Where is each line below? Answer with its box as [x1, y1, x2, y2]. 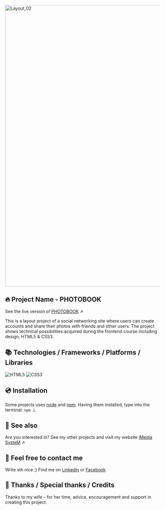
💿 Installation [5, 386, 48, 395]
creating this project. [5, 499, 47, 505]
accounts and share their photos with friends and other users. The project [5, 323, 155, 329]
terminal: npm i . [5, 407, 37, 413]
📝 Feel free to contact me [5, 454, 83, 462]
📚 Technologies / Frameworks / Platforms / [5, 349, 141, 357]
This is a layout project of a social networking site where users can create [5, 318, 155, 323]
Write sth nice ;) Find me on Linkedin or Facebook [5, 467, 106, 473]
